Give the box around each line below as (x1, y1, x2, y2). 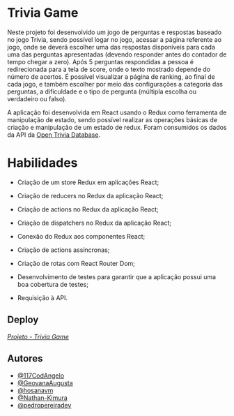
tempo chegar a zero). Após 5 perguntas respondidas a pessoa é (7, 57, 194, 66)
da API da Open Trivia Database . (7, 131, 101, 139)
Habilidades (7, 155, 78, 171)
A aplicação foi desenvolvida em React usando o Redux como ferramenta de (7, 108, 227, 117)
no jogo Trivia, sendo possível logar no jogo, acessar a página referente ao (7, 35, 221, 43)
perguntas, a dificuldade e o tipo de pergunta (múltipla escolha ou (7, 87, 197, 96)
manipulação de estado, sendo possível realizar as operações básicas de (7, 115, 218, 124)
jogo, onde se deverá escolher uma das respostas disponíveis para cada (7, 43, 216, 51)
